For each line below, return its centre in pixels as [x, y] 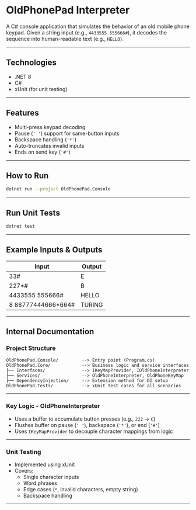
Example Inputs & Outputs [54, 250]
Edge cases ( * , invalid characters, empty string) [80, 490]
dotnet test [20, 226]
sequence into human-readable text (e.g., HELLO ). [65, 39]
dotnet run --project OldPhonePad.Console [58, 189]
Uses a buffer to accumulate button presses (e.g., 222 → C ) [85, 419]
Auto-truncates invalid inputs [49, 145]
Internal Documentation [50, 332]
